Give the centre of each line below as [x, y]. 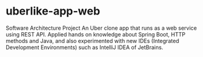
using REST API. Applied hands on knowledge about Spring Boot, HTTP [96, 34]
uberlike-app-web [53, 11]
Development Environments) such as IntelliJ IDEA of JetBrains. [84, 47]
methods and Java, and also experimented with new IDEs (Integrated [93, 41]
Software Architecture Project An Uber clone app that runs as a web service [101, 28]
